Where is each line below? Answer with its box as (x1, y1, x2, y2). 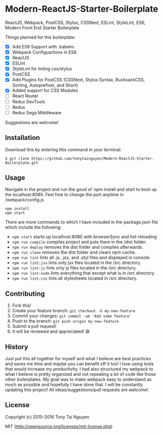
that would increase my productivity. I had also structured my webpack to (5, 366, 153, 372)
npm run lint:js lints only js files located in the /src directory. (12, 265, 137, 271)
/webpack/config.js (5, 197, 44, 203)
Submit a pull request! (12, 324, 57, 329)
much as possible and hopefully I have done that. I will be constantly (5, 381, 143, 387)
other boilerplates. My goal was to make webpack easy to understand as (5, 376, 152, 382)
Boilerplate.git (5, 160, 38, 165)
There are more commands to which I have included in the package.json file (5, 219, 158, 225)
